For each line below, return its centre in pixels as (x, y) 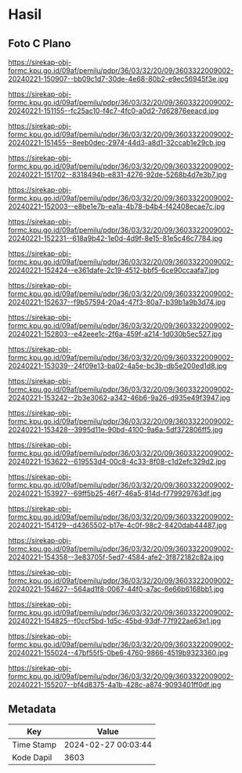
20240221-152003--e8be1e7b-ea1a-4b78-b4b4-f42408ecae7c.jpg (117, 206)
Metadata (32, 709)
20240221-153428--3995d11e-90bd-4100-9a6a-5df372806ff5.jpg (116, 430)
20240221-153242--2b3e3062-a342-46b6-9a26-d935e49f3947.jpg (119, 397)
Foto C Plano (40, 44)
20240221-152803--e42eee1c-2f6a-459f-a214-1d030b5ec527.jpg (115, 334)
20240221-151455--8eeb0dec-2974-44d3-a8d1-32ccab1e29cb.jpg (117, 142)
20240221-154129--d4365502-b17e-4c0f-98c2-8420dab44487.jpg (117, 525)
